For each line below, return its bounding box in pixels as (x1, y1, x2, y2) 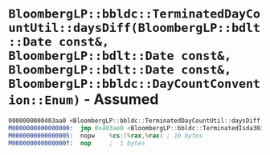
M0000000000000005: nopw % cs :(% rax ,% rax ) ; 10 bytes (8, 131, 203, 140)
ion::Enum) (8, 93, 81, 108)
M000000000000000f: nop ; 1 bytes (8, 139, 146, 147)
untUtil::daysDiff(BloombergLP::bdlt (8, 21, 261, 36)
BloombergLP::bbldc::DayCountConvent (8, 77, 261, 92)
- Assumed (83, 90, 159, 109)
